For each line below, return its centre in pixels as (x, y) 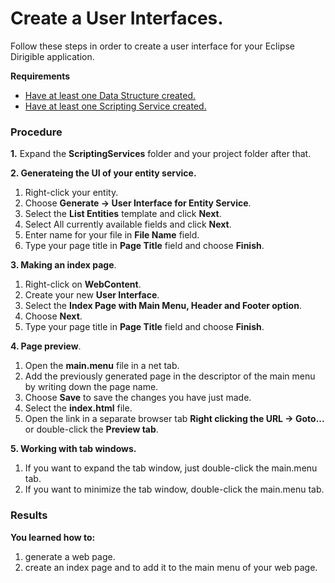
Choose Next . (53, 316)
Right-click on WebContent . (83, 284)
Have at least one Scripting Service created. (115, 106)
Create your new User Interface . (92, 295)
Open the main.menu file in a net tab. (102, 366)
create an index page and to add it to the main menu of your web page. (171, 567)
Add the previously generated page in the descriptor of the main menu (170, 376)
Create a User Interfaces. (117, 18)
